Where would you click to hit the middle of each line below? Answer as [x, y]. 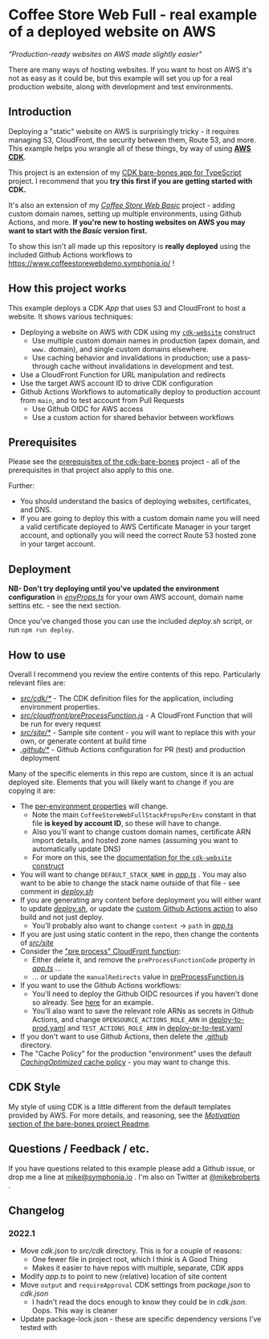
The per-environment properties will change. [94, 806]
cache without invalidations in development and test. [147, 366]
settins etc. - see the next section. [65, 606]
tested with [39, 1328]
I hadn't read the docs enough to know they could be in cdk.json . [139, 1302]
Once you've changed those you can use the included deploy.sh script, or [130, 621]
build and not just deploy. [62, 917]
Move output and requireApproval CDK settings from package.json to [135, 1285]
